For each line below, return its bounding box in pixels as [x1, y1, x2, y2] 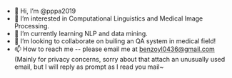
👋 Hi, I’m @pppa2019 [14, 7, 76, 15]
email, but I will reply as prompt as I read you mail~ [14, 62, 164, 71]
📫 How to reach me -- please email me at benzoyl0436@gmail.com [14, 45, 216, 53]
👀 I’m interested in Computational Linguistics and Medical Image [14, 14, 203, 23]
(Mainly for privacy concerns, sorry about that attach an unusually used [14, 55, 226, 63]
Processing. [14, 22, 50, 30]
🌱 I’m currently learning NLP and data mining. [14, 29, 148, 38]
